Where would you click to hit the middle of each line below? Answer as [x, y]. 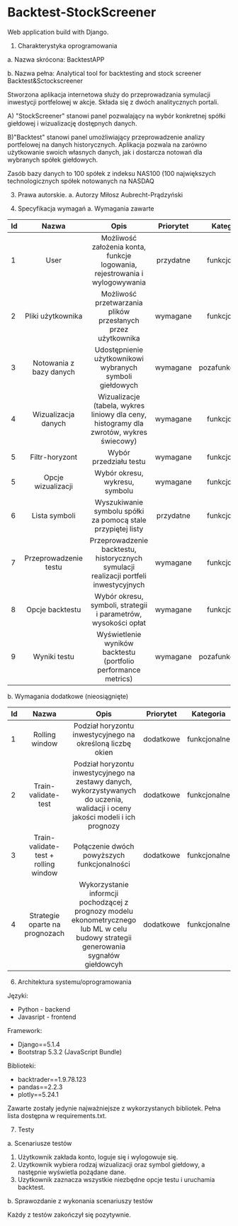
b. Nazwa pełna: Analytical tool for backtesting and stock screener [104, 73]
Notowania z [54, 363]
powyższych [104, 855]
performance [119, 670]
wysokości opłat [119, 623]
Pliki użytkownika [53, 316]
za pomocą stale [119, 520]
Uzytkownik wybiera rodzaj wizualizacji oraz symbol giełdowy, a [111, 1164]
